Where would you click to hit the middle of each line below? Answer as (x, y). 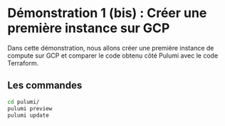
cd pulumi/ (23, 102)
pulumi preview (30, 108)
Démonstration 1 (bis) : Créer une (107, 13)
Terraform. (23, 63)
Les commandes (45, 86)
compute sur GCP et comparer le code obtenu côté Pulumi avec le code (113, 56)
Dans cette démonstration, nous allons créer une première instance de (111, 48)
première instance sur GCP (89, 28)
